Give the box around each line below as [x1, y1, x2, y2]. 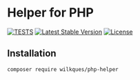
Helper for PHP [7, 5, 94, 21]
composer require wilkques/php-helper [7, 66, 119, 73]
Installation [7, 48, 57, 59]
